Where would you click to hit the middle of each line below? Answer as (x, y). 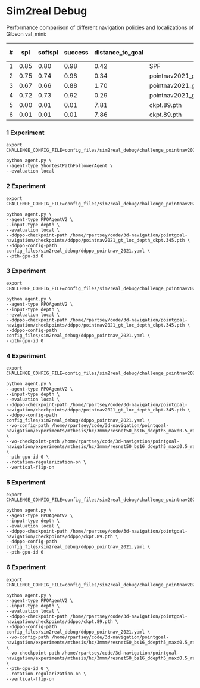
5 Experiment (26, 483)
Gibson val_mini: (26, 33)
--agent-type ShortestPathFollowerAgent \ (60, 166)
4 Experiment (26, 355)
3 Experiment (26, 271)
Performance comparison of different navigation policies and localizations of (100, 27)
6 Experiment (26, 567)
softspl (48, 52)
